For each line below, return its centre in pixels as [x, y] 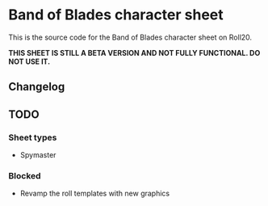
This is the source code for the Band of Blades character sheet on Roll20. [130, 37]
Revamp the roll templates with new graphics [95, 193]
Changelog [37, 87]
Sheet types [33, 137]
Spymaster [38, 155]
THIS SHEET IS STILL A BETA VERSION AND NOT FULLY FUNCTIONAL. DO [134, 53]
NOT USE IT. [29, 61]
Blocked [25, 175]
